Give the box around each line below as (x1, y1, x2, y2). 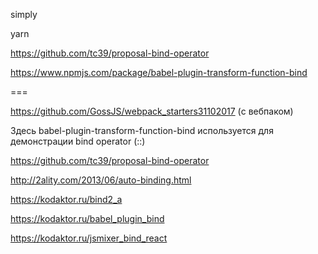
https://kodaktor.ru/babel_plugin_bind (10, 213, 165, 224)
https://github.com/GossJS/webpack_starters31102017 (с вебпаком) (10, 105, 294, 117)
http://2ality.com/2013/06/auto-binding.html (10, 174, 192, 186)
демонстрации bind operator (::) (10, 135, 146, 147)
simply (10, 9, 38, 20)
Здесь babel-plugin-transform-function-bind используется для (10, 125, 274, 136)
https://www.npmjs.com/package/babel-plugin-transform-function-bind (10, 67, 308, 78)
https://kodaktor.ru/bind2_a (10, 194, 123, 205)
